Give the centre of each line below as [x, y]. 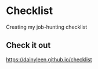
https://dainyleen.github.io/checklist [49, 59]
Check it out [28, 45]
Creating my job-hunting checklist [47, 27]
